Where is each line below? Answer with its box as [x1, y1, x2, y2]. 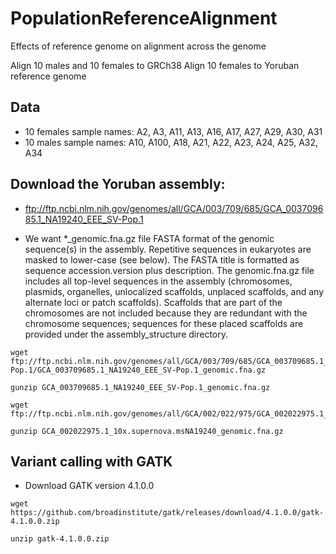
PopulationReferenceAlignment [10, 7, 278, 30]
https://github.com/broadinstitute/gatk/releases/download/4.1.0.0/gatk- [10, 508, 325, 518]
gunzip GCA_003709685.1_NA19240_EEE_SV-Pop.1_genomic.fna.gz [10, 382, 271, 392]
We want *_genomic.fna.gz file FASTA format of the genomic [24, 232, 275, 244]
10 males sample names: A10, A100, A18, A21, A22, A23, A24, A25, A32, [24, 136, 319, 148]
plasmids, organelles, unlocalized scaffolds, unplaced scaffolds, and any [24, 285, 325, 297]
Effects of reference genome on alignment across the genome [10, 40, 267, 52]
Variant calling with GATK [10, 453, 173, 470]
